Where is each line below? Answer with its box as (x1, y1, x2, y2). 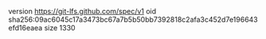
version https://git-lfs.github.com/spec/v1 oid (8, 7, 157, 16)
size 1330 (44, 23, 76, 32)
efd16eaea (8, 23, 43, 32)
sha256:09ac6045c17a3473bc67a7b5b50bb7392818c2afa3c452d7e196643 (8, 15, 259, 24)
